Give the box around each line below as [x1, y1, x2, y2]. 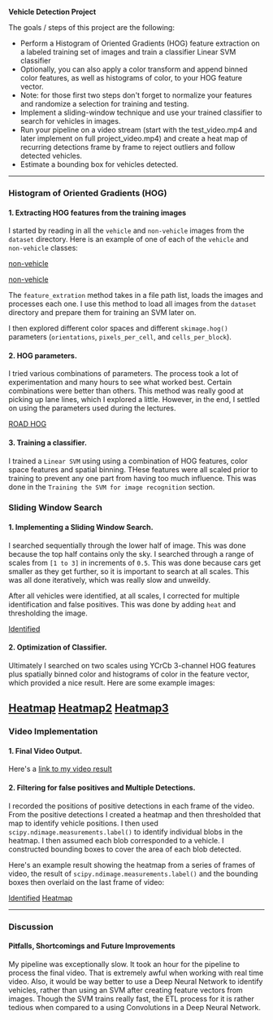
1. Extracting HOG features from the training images [8, 208, 187, 217]
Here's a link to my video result [8, 764, 112, 774]
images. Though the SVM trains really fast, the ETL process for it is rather [8, 993, 254, 1004]
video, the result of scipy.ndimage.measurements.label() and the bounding [8, 869, 258, 878]
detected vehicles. [19, 151, 83, 160]
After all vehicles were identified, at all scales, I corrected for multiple [8, 590, 240, 601]
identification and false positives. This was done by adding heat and [8, 599, 236, 609]
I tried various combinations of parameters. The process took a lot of [8, 369, 239, 379]
